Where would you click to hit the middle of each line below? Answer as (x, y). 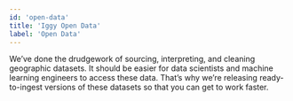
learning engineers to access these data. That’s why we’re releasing (133, 78)
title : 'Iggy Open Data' (55, 26)
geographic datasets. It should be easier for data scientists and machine (141, 68)
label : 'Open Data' (45, 34)
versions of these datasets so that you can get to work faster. (156, 87)
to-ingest (26, 87)
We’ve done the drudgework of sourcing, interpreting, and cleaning (132, 59)
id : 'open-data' (39, 17)
